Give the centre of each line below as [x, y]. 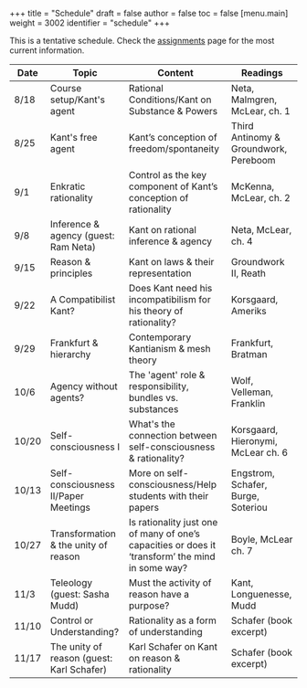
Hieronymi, [254, 441]
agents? [67, 398]
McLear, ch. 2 [261, 198]
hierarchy [70, 354]
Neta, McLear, [262, 230]
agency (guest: [82, 235]
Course [66, 88]
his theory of [156, 311]
